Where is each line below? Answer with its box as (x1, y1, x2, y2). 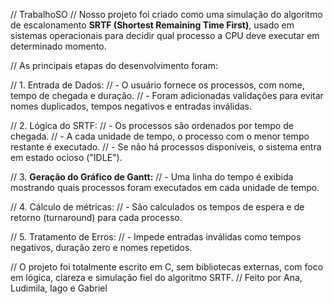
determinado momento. (10, 40, 107, 52)
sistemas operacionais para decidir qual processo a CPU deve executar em (10, 30, 320, 41)
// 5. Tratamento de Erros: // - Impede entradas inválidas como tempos (10, 231, 302, 243)
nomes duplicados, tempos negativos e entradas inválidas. (10, 100, 253, 112)
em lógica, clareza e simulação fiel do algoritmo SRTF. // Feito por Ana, (10, 272, 303, 283)
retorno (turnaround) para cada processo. (10, 212, 183, 223)
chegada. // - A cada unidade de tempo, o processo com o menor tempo (10, 130, 310, 142)
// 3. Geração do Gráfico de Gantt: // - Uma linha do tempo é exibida (10, 171, 294, 183)
